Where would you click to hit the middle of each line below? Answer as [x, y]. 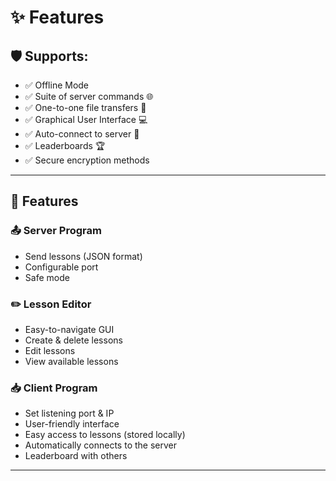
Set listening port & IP [69, 413]
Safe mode [47, 277]
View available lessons [71, 361]
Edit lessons [50, 350]
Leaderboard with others [76, 456]
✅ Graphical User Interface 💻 [86, 119]
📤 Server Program [56, 231]
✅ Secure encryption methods [87, 160]
